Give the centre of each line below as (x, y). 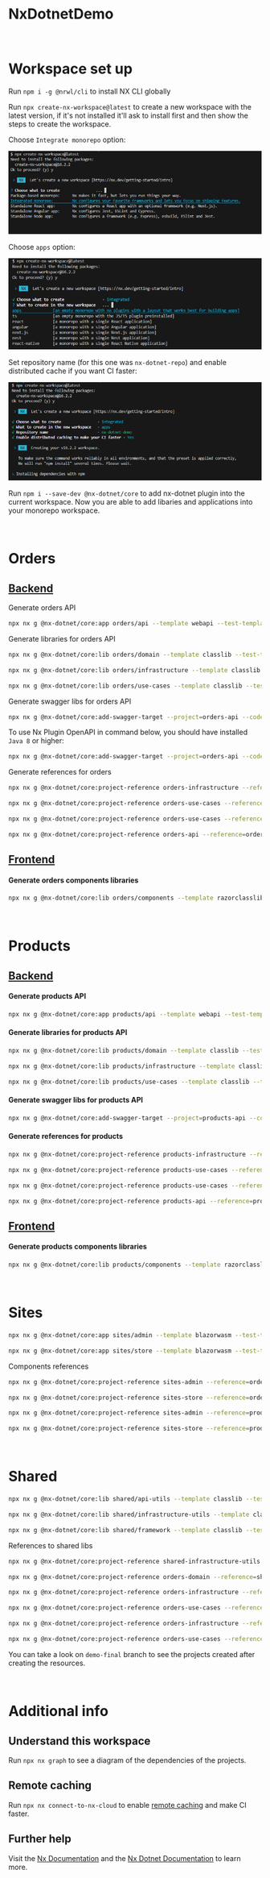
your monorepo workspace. (54, 510)
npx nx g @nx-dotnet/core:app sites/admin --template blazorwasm (120, 1335)
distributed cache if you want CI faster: (73, 371)
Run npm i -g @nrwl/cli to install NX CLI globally (90, 91)
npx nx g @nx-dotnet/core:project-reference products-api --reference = (131, 1201)
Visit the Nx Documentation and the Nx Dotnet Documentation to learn (125, 1858)
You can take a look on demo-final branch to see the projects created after (132, 1654)
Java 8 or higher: (36, 741)
